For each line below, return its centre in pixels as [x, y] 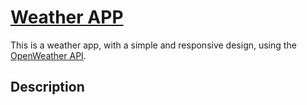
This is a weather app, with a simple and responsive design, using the [153, 45]
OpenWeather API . [48, 55]
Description [47, 87]
